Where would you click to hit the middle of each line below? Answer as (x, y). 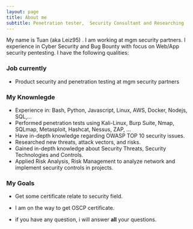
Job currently (26, 69)
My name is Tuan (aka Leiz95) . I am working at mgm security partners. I (96, 40)
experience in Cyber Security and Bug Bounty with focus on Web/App (93, 46)
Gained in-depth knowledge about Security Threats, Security (90, 148)
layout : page (23, 12)
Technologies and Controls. (49, 154)
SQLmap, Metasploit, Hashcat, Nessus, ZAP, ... (73, 129)
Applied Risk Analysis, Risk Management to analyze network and (95, 161)
